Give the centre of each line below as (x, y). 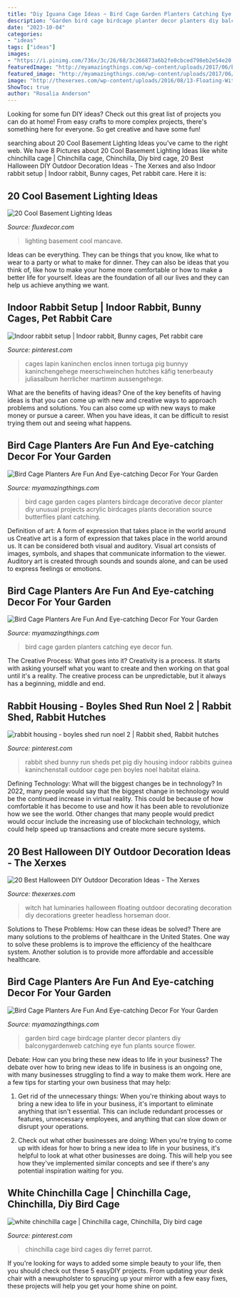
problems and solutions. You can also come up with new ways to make (111, 407)
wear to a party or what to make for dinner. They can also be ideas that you (118, 262)
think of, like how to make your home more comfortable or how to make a (115, 269)
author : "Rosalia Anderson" (49, 94)
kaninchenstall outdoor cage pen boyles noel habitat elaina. (112, 770)
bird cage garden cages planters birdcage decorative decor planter (124, 502)
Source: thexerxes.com (41, 894)
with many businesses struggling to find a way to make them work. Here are (119, 1074)
